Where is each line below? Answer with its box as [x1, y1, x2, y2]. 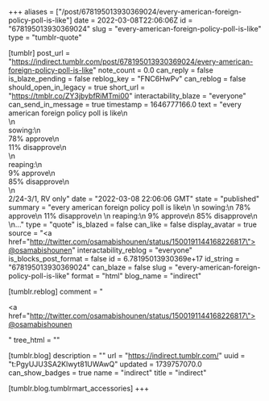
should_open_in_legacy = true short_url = [8, 82, 146, 92]
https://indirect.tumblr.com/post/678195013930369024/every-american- [11, 56, 254, 66]
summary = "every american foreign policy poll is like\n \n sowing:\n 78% [8, 203, 251, 212]
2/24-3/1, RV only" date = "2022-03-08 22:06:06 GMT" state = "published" [8, 194, 260, 203]
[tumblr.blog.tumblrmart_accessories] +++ [8, 383, 150, 393]
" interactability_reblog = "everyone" [72, 245, 193, 255]
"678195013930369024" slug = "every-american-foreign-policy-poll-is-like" [8, 24, 262, 33]
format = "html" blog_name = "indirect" [71, 271, 202, 281]
